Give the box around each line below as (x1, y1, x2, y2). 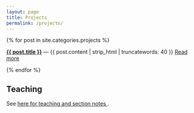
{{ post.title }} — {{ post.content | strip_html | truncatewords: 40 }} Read (6, 48, 188, 56)
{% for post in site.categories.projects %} (6, 37, 110, 44)
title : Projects (6, 15, 47, 21)
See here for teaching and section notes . (6, 100, 109, 108)
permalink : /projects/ (6, 20, 63, 26)
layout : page (6, 8, 39, 15)
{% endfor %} (6, 66, 41, 74)
